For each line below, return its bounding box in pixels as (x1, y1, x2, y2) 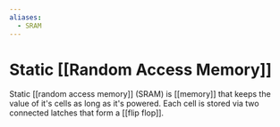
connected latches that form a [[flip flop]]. (9, 107, 164, 118)
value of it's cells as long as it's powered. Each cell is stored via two (9, 99, 259, 109)
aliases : (9, 12, 42, 22)
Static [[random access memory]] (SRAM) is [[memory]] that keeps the (9, 89, 271, 99)
